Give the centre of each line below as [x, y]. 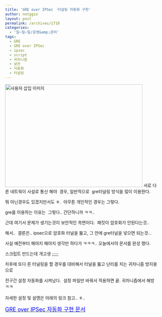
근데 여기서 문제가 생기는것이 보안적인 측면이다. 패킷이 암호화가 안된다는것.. [77, 222]
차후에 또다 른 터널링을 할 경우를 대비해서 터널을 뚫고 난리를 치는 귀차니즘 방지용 [81, 264]
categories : [17, 28]
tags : [10, 37]
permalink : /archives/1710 [32, 23]
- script [18, 55]
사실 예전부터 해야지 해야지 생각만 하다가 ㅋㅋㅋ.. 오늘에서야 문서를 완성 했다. [78, 243]
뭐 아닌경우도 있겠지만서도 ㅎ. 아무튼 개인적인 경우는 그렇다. [62, 202]
